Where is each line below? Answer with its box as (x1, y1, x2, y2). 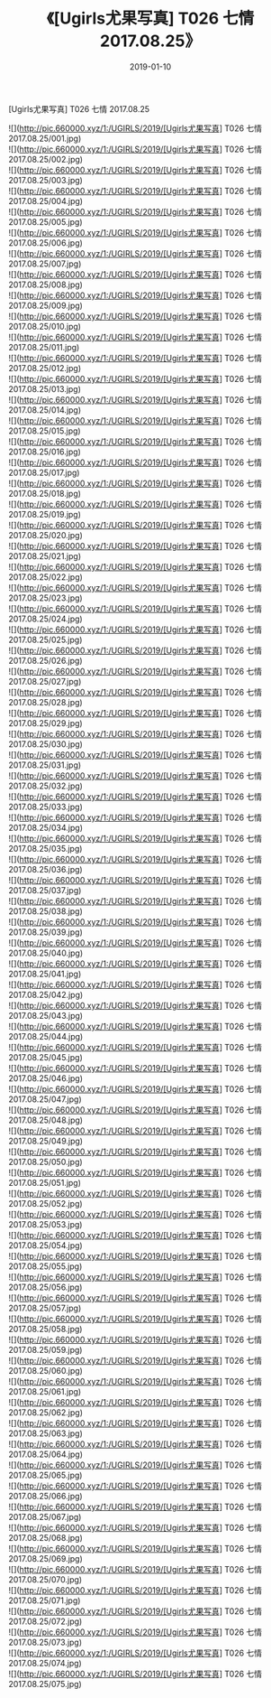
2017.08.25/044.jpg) (8, 1031, 84, 1041)
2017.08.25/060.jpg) (8, 1365, 83, 1376)
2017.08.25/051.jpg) (8, 1177, 82, 1188)
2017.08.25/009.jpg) (8, 300, 83, 311)
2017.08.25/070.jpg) (8, 1573, 83, 1585)
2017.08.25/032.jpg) (8, 780, 83, 791)
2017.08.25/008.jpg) (8, 279, 83, 290)
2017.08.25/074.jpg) (8, 1657, 82, 1668)
